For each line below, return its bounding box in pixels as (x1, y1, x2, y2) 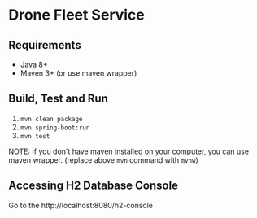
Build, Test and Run (8, 92, 108, 106)
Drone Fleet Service (8, 6, 145, 24)
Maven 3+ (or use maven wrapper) (20, 68, 137, 78)
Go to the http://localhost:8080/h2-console (8, 200, 153, 210)
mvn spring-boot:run (20, 124, 90, 132)
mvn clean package (20, 115, 83, 123)
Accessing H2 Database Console (8, 179, 179, 193)
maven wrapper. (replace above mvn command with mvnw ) (8, 155, 199, 164)
